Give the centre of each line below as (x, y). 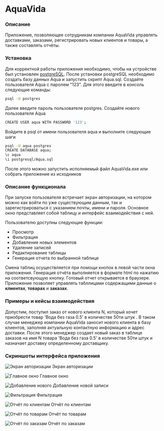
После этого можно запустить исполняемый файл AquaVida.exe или (76, 169)
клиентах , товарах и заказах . (37, 288)
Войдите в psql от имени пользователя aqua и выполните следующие (78, 131)
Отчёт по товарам (68, 414)
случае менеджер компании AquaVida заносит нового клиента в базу (78, 322)
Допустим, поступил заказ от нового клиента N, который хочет (71, 312)
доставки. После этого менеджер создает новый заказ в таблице (74, 332)
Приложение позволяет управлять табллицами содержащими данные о (81, 283)
